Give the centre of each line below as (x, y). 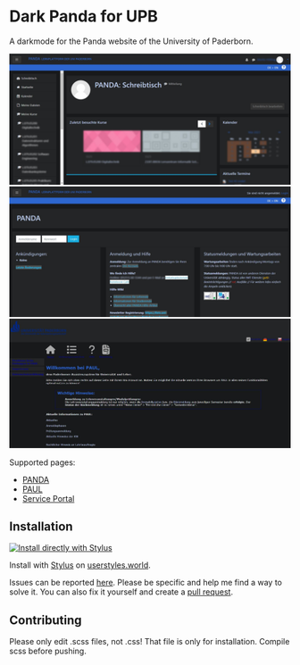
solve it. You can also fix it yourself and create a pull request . (121, 592)
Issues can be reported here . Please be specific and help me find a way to (146, 583)
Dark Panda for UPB (84, 17)
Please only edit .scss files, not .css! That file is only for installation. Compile (150, 642)
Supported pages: (42, 462)
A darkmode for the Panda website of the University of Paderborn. (131, 41)
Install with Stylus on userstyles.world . (80, 565)
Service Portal (48, 498)
